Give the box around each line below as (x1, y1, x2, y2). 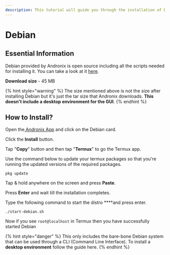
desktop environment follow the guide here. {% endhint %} (5, 244, 130, 250)
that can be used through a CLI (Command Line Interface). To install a (5, 239, 151, 245)
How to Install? (5, 113, 53, 122)
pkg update (5, 171, 28, 176)
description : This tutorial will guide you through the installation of (5, 7, 162, 13)
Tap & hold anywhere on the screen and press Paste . (5, 180, 116, 186)
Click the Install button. (5, 136, 54, 142)
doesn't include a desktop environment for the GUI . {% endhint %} (5, 98, 147, 104)
